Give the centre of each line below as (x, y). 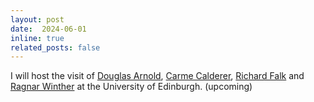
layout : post (37, 19)
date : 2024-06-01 (48, 29)
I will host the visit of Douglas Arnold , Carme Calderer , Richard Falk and (157, 76)
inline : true (37, 38)
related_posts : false (55, 47)
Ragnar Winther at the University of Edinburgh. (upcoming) (131, 87)
